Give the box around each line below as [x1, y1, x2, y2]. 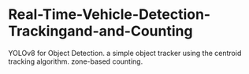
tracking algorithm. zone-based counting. [8, 57, 143, 66]
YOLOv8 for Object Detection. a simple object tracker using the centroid [8, 48, 242, 57]
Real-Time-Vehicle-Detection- [8, 6, 211, 24]
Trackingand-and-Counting [8, 22, 193, 40]
